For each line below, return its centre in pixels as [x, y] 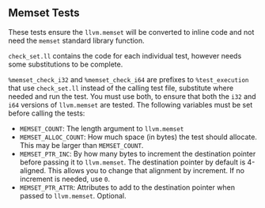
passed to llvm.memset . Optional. [73, 195]
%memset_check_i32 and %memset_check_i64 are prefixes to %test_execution [129, 79]
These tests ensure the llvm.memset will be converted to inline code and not [131, 32]
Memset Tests [44, 13]
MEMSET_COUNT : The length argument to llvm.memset [102, 128]
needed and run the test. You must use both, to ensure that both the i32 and [132, 96]
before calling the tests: [47, 113]
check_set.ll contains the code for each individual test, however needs [125, 55]
